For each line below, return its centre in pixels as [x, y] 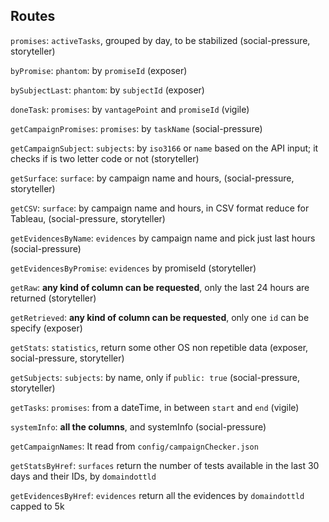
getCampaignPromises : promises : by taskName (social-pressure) [136, 128]
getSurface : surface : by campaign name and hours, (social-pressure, [152, 178]
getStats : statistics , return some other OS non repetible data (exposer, [159, 347]
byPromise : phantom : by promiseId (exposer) [99, 70]
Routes [33, 16]
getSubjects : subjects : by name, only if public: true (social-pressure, [155, 377]
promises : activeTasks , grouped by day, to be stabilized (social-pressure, [160, 40]
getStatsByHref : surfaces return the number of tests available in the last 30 [165, 465]
